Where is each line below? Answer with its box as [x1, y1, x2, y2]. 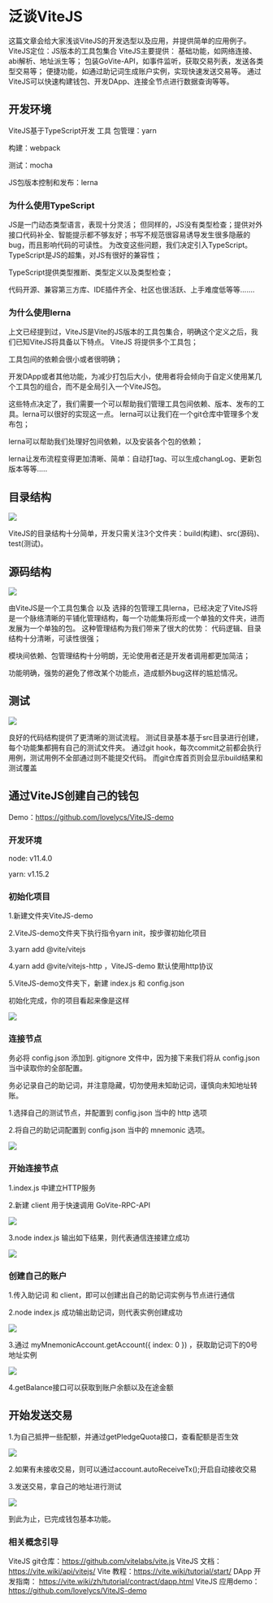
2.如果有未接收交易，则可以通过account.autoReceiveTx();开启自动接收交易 [8, 1464, 258, 1474]
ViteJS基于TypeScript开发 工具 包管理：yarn [8, 125, 157, 135]
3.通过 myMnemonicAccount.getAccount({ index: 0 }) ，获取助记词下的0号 [8, 1340, 258, 1350]
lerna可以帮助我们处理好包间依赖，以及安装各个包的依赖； [8, 436, 204, 447]
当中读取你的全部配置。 [8, 1064, 87, 1073]
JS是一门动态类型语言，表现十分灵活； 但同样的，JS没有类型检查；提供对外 [8, 220, 262, 230]
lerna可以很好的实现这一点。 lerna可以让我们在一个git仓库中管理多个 [22, 409, 252, 419]
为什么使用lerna [8, 306, 71, 318]
